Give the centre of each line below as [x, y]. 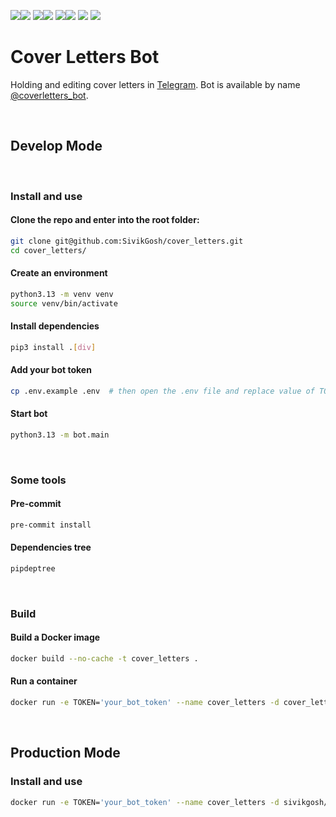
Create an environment [59, 273]
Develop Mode [56, 146]
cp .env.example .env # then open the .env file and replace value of [162, 391]
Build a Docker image [55, 637]
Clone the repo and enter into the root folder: [105, 220]
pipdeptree [33, 569]
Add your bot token [51, 370]
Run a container [44, 681]
